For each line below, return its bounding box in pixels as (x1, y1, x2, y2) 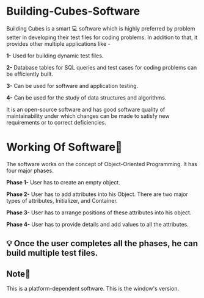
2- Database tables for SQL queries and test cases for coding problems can (6, 64, 197, 71)
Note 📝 (6, 269, 31, 279)
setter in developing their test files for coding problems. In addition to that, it (6, 34, 198, 41)
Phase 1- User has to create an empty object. (6, 178, 120, 186)
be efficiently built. (6, 70, 54, 78)
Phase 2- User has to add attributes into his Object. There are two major (6, 191, 188, 198)
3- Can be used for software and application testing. (6, 82, 139, 89)
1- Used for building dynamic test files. (6, 52, 104, 59)
